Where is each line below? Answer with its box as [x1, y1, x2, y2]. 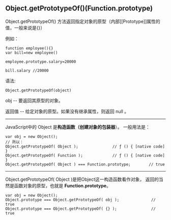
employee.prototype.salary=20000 [5, 59, 76, 64]
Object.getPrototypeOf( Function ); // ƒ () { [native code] [5, 153, 165, 158]
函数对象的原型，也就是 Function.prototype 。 [14, 182, 111, 188]
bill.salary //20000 [5, 68, 49, 73]
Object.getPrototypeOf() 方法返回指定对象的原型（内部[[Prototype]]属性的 [5, 18, 160, 25]
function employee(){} [5, 45, 53, 51]
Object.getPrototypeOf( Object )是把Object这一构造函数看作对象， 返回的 [5, 176, 159, 182]
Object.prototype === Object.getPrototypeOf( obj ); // [5, 197, 156, 202]
